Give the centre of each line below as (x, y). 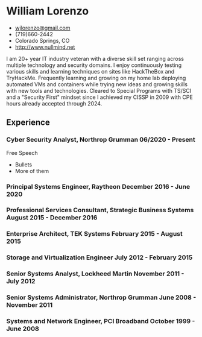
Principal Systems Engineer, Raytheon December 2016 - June (98, 186)
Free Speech (22, 153)
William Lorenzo (48, 11)
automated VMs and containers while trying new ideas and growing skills (97, 84)
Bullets (24, 165)
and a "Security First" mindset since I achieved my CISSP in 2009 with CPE (99, 97)
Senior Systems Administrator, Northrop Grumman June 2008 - (101, 298)
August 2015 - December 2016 (52, 218)
